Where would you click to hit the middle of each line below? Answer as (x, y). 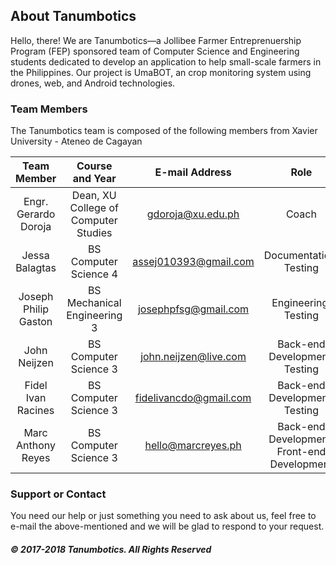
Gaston (35, 322)
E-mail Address (193, 172)
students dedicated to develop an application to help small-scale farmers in (166, 61)
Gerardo (36, 214)
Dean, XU (94, 196)
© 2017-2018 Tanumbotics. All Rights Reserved (111, 549)
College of (94, 208)
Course (94, 166)
